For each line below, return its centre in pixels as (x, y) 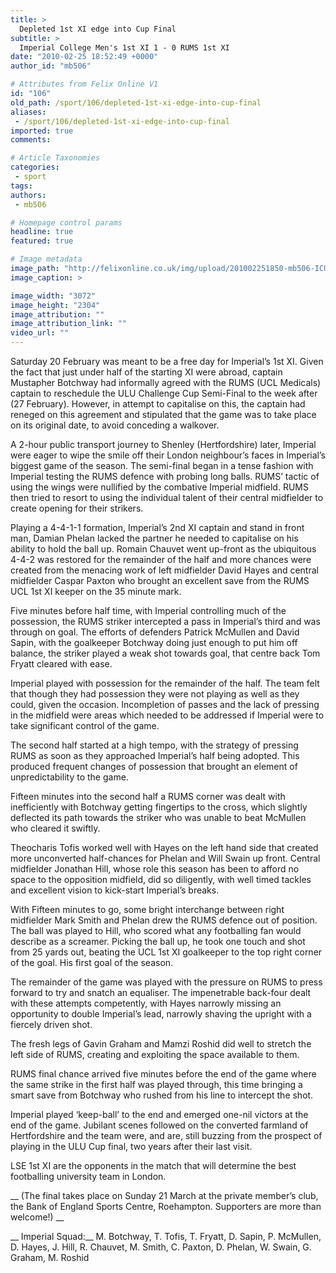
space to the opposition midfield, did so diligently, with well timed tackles (161, 879)
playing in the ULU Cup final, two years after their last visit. (131, 1146)
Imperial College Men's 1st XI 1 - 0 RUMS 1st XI (124, 47)
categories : (35, 167)
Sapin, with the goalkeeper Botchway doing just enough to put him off (154, 642)
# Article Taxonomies (55, 158)
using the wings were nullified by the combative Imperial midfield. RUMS (159, 487)
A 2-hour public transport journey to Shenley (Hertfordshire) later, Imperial (163, 444)
